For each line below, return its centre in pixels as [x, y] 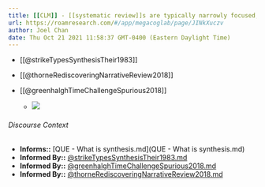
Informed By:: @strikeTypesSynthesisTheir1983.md [103, 158]
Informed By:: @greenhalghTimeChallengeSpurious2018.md [118, 166]
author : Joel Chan [38, 30]
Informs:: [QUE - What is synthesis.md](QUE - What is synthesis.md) [132, 149]
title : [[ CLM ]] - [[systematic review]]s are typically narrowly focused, [134, 15]
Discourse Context [38, 125]
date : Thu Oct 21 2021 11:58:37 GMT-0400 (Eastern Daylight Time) [119, 37]
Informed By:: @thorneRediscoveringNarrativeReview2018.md [121, 174]
